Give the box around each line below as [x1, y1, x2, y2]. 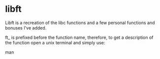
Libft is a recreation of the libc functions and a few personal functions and [5, 20, 155, 26]
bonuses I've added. [5, 25, 47, 30]
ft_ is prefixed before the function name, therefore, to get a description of [5, 34, 154, 40]
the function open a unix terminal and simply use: [5, 39, 105, 45]
